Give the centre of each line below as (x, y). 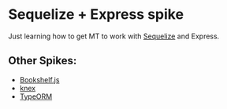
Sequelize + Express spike (96, 15)
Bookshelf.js (39, 79)
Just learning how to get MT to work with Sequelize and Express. (114, 36)
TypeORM (36, 96)
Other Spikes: (43, 61)
